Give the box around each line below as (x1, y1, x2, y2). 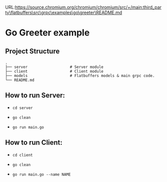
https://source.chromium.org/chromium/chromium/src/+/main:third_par (14, 4, 162, 10)
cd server (12, 105, 33, 110)
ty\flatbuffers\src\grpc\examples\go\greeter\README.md (5, 9, 122, 15)
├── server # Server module (5, 64, 104, 69)
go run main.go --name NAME (12, 172, 71, 177)
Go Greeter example (5, 27, 90, 38)
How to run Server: (5, 91, 65, 99)
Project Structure (5, 47, 60, 55)
